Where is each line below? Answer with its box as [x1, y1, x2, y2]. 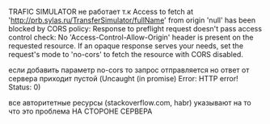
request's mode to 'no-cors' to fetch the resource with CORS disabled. [8, 50, 244, 59]
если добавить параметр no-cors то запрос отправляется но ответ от [8, 65, 250, 75]
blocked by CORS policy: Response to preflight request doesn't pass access [8, 24, 263, 33]
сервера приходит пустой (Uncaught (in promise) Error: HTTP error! [8, 74, 238, 83]
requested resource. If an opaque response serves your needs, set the [8, 41, 244, 51]
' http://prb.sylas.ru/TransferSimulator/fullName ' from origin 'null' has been [8, 15, 256, 25]
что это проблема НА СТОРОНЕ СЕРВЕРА [8, 106, 153, 116]
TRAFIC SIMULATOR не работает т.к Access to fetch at [8, 7, 194, 16]
